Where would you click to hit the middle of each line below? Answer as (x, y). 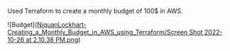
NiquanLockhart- (61, 24)
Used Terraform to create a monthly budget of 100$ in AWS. (95, 11)
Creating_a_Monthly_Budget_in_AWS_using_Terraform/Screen (98, 32)
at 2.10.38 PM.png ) (53, 40)
